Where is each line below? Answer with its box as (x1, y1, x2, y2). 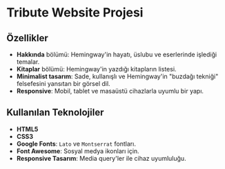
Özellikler (6, 32, 49, 44)
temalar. (16, 58, 40, 66)
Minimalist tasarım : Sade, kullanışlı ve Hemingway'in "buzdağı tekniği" (16, 72, 219, 80)
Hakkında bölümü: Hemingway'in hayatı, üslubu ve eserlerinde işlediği (16, 50, 217, 58)
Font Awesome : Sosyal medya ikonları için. (16, 146, 139, 155)
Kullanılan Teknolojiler (6, 106, 104, 118)
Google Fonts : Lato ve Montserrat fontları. (16, 139, 136, 148)
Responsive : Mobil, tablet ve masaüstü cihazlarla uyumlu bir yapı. (16, 87, 204, 95)
